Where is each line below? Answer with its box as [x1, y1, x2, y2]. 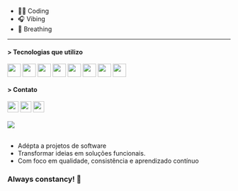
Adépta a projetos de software [17, 141, 107, 150]
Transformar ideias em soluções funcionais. [17, 149, 146, 158]
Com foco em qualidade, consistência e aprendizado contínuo [17, 156, 200, 166]
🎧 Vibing [17, 15, 46, 23]
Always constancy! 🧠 [7, 174, 81, 184]
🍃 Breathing [17, 25, 52, 33]
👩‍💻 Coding [17, 7, 50, 15]
